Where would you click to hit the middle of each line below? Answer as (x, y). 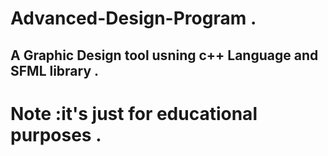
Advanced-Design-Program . (133, 18)
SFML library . (55, 70)
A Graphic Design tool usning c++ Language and (164, 55)
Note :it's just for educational (134, 113)
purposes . (56, 134)
